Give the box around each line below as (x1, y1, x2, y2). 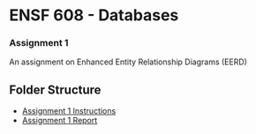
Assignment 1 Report (21, 115, 98, 126)
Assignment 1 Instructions (21, 106, 117, 116)
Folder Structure (9, 82, 102, 97)
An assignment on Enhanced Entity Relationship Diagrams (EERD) (9, 56, 247, 67)
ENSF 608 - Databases (9, 5, 179, 26)
